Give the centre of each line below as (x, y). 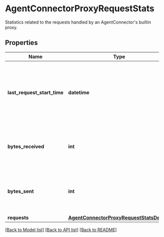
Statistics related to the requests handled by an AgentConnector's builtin (78, 22)
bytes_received (26, 146)
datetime (79, 92)
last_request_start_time (36, 92)
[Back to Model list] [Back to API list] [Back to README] (61, 230)
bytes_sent (21, 191)
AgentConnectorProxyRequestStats (80, 9)
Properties (21, 43)
